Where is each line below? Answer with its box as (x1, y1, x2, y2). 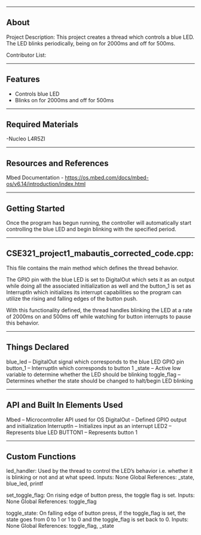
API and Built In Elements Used (6, 400, 123, 410)
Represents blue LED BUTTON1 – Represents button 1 (6, 429, 138, 436)
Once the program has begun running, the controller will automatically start (6, 219, 191, 227)
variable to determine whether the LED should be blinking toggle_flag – (6, 371, 181, 378)
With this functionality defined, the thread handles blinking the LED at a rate (6, 306, 193, 314)
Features (6, 74, 40, 84)
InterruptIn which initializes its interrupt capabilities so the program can (6, 288, 182, 296)
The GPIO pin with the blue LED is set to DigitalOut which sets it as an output (6, 276, 195, 283)
